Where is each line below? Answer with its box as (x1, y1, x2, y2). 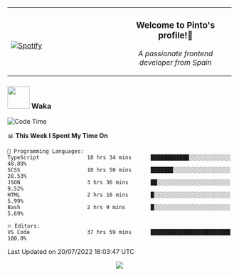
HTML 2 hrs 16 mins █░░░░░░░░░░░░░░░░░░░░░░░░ (7, 191, 231, 198)
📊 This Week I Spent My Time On (7, 132, 108, 140)
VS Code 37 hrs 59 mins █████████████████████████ (7, 229, 231, 236)
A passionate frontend (138, 48, 213, 58)
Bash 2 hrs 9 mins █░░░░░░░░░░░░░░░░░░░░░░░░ (7, 204, 231, 211)
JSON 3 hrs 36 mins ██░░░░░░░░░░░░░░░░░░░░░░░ (7, 179, 231, 186)
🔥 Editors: (7, 223, 41, 230)
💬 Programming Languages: (7, 148, 84, 155)
